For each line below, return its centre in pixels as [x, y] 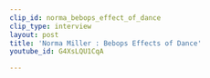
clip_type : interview [51, 26]
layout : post [34, 34]
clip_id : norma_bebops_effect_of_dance [85, 18]
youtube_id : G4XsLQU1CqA [57, 52]
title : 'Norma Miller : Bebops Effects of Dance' [106, 43]
